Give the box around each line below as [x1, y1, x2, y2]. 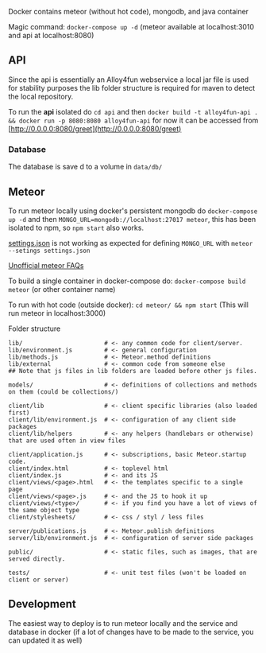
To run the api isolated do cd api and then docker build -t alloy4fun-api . [8, 107, 258, 116]
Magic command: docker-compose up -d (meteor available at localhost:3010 [8, 22, 255, 31]
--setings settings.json [8, 247, 91, 255]
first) [8, 409, 30, 417]
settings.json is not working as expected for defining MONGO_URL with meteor [8, 238, 253, 247]
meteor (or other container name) [8, 284, 116, 293]
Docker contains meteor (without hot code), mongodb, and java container [8, 7, 249, 16]
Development [8, 597, 77, 611]
